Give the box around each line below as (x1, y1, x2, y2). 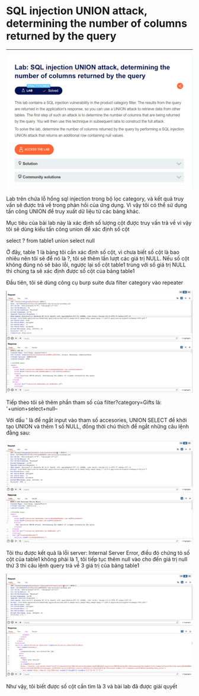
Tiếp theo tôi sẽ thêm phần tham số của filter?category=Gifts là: (6, 399, 162, 406)
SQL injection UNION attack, (6, 4, 147, 18)
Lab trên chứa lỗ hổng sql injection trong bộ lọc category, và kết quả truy (6, 195, 184, 202)
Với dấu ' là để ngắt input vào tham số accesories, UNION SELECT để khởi (6, 417, 187, 424)
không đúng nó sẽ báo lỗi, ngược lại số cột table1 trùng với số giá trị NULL (6, 261, 187, 268)
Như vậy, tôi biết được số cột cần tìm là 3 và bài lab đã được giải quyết (6, 683, 178, 690)
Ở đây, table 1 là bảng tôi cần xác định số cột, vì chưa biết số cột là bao (6, 249, 179, 256)
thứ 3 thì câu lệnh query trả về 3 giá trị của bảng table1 (6, 562, 140, 569)
